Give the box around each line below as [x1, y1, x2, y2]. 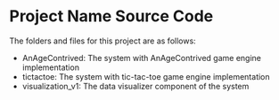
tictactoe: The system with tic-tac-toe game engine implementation [21, 71, 270, 81]
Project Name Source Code [9, 6, 214, 27]
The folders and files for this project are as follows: [9, 35, 196, 46]
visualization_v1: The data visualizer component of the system [21, 81, 250, 91]
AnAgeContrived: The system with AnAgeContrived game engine [21, 52, 261, 63]
